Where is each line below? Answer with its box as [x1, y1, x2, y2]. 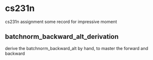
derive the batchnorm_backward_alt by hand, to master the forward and [5, 45, 149, 51]
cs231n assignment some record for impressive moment [5, 19, 117, 24]
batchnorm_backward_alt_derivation [5, 33, 119, 41]
